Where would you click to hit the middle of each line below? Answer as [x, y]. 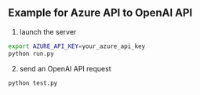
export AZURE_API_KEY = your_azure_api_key [77, 46]
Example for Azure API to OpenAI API [100, 13]
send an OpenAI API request [65, 68]
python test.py [33, 83]
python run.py [31, 53]
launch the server [48, 31]
